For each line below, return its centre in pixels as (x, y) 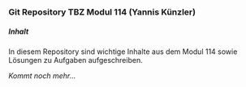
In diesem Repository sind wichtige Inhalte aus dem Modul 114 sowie (123, 52)
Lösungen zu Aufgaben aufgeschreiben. (76, 60)
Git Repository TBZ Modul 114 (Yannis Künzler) (102, 12)
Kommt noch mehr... (42, 76)
